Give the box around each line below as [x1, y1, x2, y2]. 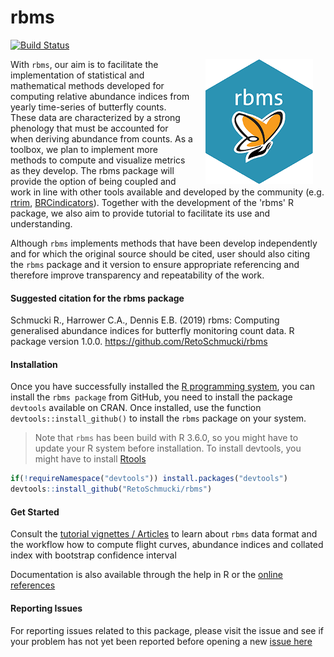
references [10, 579, 56, 591]
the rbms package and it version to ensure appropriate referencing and [10, 258, 300, 270]
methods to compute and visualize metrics [10, 154, 186, 166]
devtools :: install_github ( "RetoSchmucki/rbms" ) [10, 484, 213, 495]
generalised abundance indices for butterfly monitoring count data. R [10, 325, 295, 337]
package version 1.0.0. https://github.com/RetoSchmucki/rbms [10, 336, 268, 348]
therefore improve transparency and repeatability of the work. [10, 269, 265, 281]
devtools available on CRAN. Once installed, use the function [10, 402, 262, 414]
